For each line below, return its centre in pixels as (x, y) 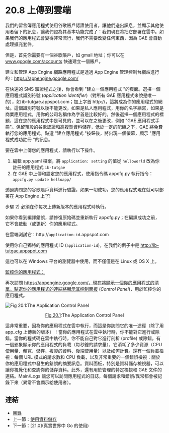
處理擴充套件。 (21, 44)
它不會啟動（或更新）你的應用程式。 (43, 224)
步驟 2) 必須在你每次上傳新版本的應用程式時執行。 (57, 206)
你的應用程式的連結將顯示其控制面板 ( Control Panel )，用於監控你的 (92, 289)
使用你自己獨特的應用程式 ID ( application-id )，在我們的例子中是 (72, 245)
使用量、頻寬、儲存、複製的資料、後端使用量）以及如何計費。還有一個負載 (82, 351)
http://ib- (150, 245)
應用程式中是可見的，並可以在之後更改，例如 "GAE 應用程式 (93, 120)
